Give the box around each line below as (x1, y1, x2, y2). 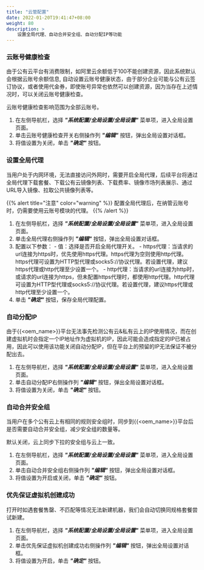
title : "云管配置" (6, 9, 50, 15)
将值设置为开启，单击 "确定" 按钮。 (15, 557, 104, 564)
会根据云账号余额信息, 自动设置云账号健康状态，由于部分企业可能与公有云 (6, 76, 190, 83)
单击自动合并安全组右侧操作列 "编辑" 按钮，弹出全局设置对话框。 (15, 466, 179, 474)
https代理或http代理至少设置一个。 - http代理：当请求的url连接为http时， (15, 266, 197, 273)
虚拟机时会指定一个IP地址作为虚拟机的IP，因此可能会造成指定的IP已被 (11, 336, 186, 343)
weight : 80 (6, 20, 34, 26)
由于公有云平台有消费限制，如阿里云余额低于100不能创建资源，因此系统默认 (6, 68, 196, 75)
